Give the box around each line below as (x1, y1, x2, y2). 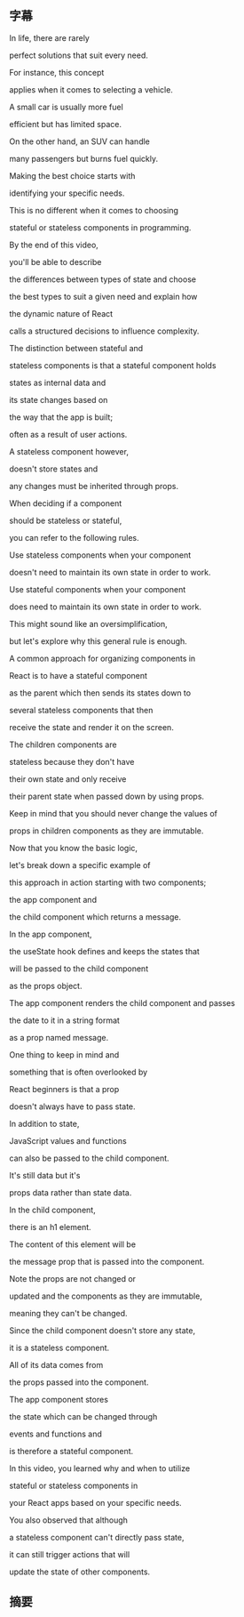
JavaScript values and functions (9, 1135, 127, 1146)
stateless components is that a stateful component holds (9, 359, 216, 371)
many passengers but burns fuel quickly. (9, 153, 159, 164)
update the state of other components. (9, 1566, 151, 1577)
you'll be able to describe (9, 256, 102, 267)
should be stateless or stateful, (9, 515, 122, 526)
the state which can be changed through (9, 1411, 158, 1421)
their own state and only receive (9, 773, 127, 784)
